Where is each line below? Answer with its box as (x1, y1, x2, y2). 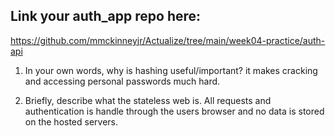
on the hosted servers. (24, 115, 119, 128)
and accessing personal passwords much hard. (24, 75, 221, 87)
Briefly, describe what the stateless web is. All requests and (24, 94, 272, 106)
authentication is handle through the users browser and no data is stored (24, 105, 325, 117)
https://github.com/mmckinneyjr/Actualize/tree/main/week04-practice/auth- (10, 34, 326, 46)
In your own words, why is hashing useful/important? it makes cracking (24, 64, 318, 76)
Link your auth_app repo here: (10, 8, 202, 25)
